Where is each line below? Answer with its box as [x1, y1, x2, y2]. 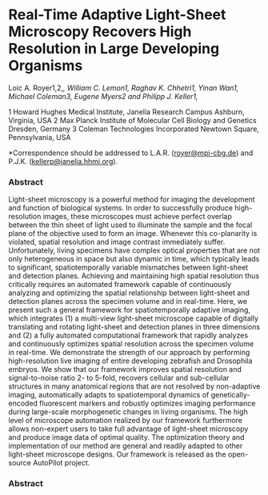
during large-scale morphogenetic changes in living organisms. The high [8, 407, 248, 417]
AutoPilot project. [33, 458, 90, 468]
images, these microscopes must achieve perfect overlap [42, 212, 232, 222]
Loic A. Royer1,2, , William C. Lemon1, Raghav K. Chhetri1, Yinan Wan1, [8, 82, 239, 93]
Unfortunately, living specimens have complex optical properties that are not [8, 246, 261, 255]
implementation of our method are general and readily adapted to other [8, 441, 243, 451]
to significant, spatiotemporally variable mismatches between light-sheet [8, 262, 249, 273]
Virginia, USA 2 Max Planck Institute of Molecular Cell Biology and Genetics [8, 115, 258, 125]
